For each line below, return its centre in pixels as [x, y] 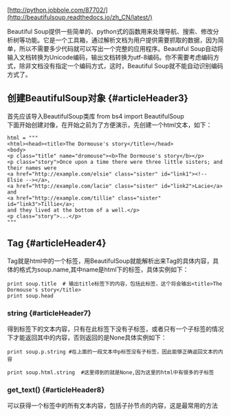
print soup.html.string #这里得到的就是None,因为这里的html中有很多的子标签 [111, 372]
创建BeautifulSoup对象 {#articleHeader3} [98, 98]
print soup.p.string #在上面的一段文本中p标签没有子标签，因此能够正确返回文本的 [113, 352]
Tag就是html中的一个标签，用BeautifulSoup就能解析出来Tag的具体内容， [110, 260]
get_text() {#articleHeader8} [56, 390]
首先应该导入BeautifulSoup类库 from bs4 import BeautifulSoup [96, 116]
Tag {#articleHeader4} [57, 243]
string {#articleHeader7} [49, 313]
